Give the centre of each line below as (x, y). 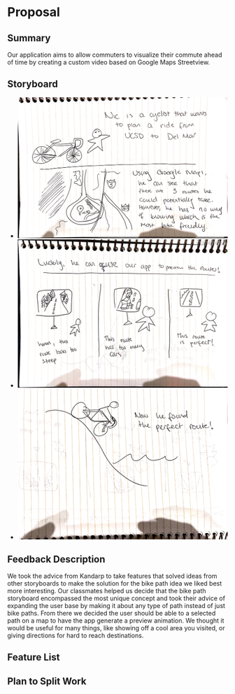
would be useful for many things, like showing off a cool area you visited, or (116, 628)
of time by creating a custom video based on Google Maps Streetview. (109, 62)
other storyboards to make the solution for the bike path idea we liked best (115, 583)
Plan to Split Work (47, 681)
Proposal (34, 12)
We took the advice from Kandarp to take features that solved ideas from (112, 576)
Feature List (34, 657)
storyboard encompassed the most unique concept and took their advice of (116, 598)
